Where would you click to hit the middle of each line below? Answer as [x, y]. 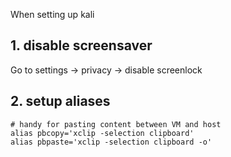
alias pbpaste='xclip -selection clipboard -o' [111, 142]
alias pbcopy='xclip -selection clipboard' [102, 133]
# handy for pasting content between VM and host [116, 124]
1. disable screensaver [81, 45]
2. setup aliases [60, 101]
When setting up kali [52, 14]
